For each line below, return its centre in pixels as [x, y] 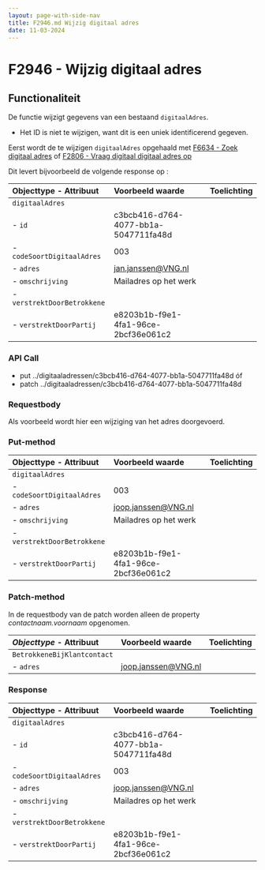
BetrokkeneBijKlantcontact [63, 654]
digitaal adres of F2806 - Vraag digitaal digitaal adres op [100, 156]
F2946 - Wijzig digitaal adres [105, 69]
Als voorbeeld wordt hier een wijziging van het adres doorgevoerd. [117, 421]
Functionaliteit [45, 98]
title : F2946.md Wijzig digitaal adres [74, 23]
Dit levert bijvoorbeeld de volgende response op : [89, 171]
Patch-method [37, 597]
